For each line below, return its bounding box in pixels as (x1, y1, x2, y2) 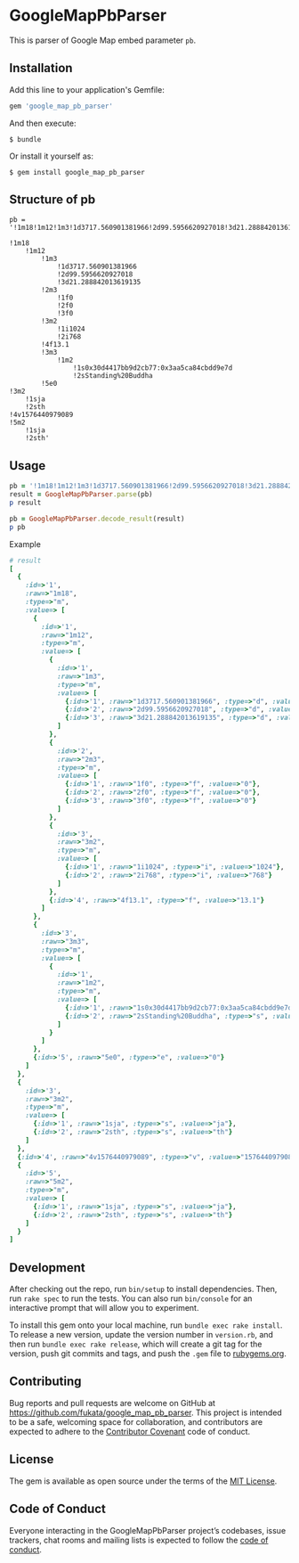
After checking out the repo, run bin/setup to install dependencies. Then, (9, 1284, 278, 1295)
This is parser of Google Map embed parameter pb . (9, 35, 197, 45)
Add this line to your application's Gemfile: (9, 84, 165, 94)
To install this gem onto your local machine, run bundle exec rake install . (9, 1320, 283, 1330)
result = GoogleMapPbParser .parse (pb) (9, 490, 153, 499)
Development (9, 1260, 86, 1275)
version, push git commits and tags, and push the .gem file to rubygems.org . (9, 1348, 287, 1359)
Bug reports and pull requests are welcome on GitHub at (9, 1397, 216, 1408)
